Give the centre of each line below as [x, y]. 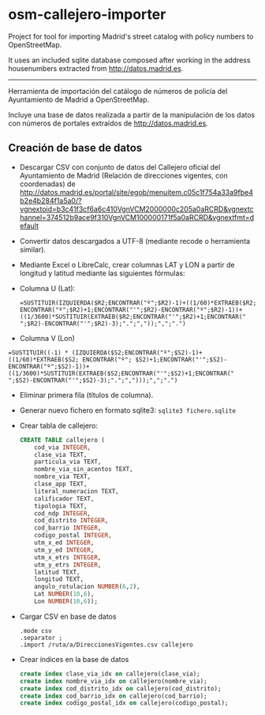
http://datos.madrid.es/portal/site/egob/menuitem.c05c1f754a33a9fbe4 [136, 192]
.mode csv [36, 631]
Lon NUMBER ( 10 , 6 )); [66, 601]
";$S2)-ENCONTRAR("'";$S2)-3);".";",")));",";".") [93, 380]
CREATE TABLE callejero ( [62, 440]
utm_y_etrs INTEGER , [68, 565]
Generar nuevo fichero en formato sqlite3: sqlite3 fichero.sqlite [128, 410]
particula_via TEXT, [68, 462]
